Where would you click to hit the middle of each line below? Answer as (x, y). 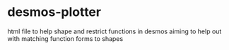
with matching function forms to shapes (65, 38)
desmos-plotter (54, 12)
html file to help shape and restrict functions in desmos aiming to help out (114, 31)
